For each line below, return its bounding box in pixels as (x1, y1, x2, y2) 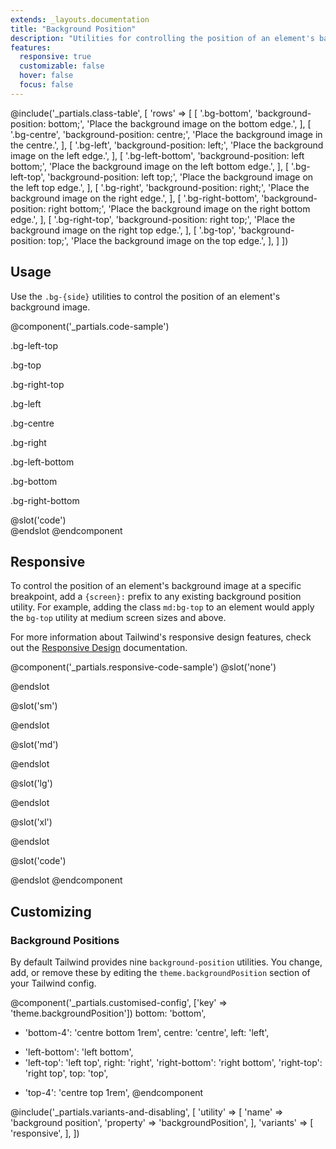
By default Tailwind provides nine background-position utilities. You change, (10, 956, 323, 968)
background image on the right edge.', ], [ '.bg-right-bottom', (10, 192, 260, 204)
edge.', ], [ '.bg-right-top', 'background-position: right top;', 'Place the (10, 213, 296, 225)
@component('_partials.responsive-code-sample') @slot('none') (10, 661, 277, 673)
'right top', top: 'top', (24, 1067, 109, 1080)
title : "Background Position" (10, 24, 137, 34)
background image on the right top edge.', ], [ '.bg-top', (10, 224, 237, 236)
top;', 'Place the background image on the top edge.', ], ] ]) (48, 234, 289, 246)
